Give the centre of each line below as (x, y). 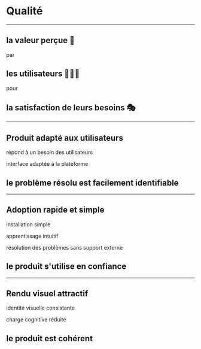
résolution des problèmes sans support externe (65, 247)
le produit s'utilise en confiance (66, 267)
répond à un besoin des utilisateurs (50, 152)
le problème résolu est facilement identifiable (92, 183)
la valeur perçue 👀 (40, 40)
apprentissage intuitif (32, 236)
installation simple (28, 224)
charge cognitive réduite (36, 320)
